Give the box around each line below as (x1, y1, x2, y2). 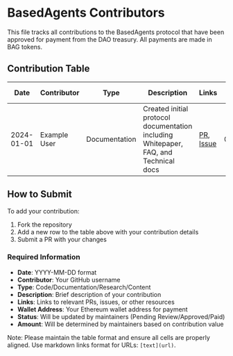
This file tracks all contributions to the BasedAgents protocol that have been (7, 28, 225, 36)
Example (40, 130, 69, 140)
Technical (143, 156, 175, 165)
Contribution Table (7, 63, 90, 74)
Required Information (7, 252, 81, 262)
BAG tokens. (7, 42, 43, 51)
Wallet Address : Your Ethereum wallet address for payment (17, 305, 189, 314)
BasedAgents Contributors (7, 5, 165, 21)
